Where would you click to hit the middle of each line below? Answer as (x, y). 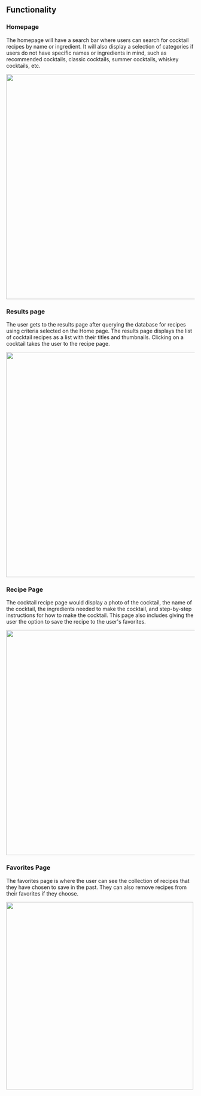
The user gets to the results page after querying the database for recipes (96, 324)
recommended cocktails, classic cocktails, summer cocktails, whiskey (92, 59)
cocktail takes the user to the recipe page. (58, 343)
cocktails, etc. (23, 65)
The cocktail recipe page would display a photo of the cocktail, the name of (99, 603)
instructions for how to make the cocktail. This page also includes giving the (100, 615)
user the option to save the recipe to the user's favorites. (76, 622)
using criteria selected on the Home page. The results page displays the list (99, 331)
